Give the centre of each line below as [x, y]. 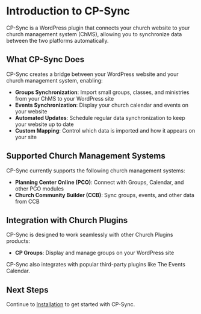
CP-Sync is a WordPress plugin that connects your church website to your [98, 28]
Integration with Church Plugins [67, 220]
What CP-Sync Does [45, 59]
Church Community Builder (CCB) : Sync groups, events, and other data [104, 195]
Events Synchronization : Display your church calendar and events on [101, 105]
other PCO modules [39, 189]
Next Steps [27, 290]
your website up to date [44, 124]
